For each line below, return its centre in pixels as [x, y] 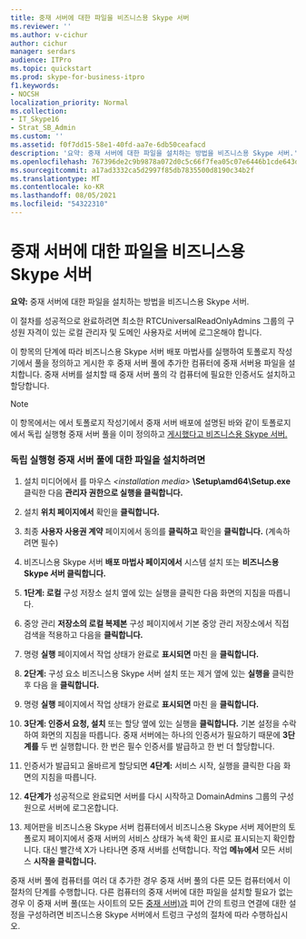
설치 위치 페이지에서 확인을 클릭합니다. [91, 512]
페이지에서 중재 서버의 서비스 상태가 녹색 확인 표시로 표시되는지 [159, 839]
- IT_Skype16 [35, 119]
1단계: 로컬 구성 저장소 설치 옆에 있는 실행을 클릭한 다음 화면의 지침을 [145, 593]
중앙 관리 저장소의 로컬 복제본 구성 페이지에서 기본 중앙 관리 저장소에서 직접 [156, 623]
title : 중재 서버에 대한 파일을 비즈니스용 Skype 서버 [100, 18]
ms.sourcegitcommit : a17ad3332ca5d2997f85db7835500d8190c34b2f [133, 170]
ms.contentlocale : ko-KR [57, 187]
